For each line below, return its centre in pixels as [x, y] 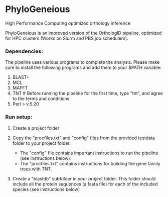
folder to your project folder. [42, 143]
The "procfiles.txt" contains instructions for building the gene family [90, 163]
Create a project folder [36, 128]
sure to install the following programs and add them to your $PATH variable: [83, 68]
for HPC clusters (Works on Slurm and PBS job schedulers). [67, 38]
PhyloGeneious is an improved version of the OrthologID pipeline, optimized [83, 33]
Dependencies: [24, 51]
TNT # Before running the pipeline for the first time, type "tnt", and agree [88, 93]
